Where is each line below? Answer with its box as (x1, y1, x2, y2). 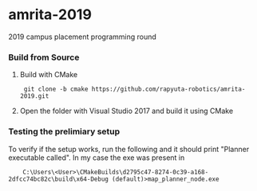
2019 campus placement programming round (8, 32, 157, 41)
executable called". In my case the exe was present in (8, 153, 185, 162)
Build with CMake (19, 70, 78, 80)
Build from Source (8, 52, 80, 63)
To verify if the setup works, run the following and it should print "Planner (8, 144, 250, 154)
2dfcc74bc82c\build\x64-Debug (8, 175, 109, 183)
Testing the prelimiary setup (8, 126, 121, 137)
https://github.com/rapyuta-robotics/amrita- (91, 85, 246, 93)
